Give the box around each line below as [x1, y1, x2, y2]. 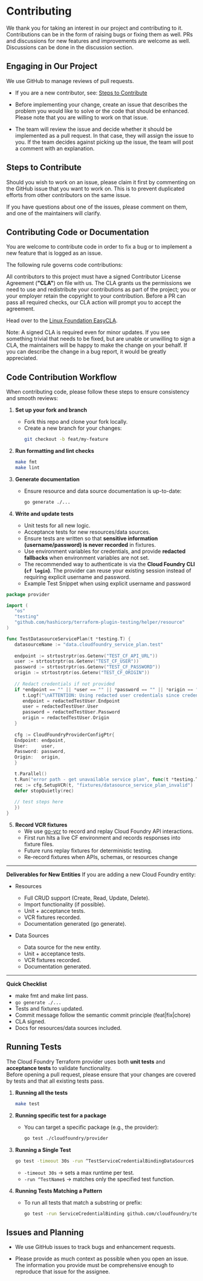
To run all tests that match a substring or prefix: [24, 1199, 143, 1206]
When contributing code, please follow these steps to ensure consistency [6, 388, 190, 395]
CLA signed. [14, 1018, 46, 1025]
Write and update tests [14, 510, 74, 517]
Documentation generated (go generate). [24, 920, 127, 928]
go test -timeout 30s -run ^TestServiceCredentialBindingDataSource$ [14, 1158, 195, 1164]
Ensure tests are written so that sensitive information [24, 535, 158, 542]
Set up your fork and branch [14, 406, 88, 413]
